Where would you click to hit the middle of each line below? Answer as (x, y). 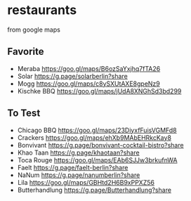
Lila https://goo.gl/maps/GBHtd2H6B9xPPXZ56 (86, 182)
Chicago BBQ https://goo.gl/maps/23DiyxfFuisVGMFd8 (97, 130)
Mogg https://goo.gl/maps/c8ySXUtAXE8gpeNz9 (88, 84)
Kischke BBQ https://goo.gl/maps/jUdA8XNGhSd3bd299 (99, 91)
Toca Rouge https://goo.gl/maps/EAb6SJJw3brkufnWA (97, 160)
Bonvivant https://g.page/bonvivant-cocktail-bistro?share (100, 145)
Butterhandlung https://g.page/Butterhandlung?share (94, 190)
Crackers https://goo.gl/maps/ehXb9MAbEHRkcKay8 (94, 137)
